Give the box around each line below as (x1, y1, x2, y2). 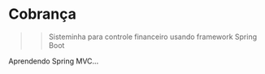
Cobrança (8, 5, 77, 24)
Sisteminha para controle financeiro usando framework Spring (48, 32, 258, 41)
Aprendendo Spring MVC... (8, 56, 99, 66)
